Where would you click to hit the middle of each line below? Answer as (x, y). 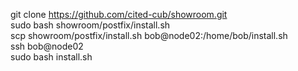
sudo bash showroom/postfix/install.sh (90, 25)
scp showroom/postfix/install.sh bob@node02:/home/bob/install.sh (149, 35)
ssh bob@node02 (47, 46)
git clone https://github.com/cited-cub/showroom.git (119, 14)
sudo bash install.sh (51, 57)
